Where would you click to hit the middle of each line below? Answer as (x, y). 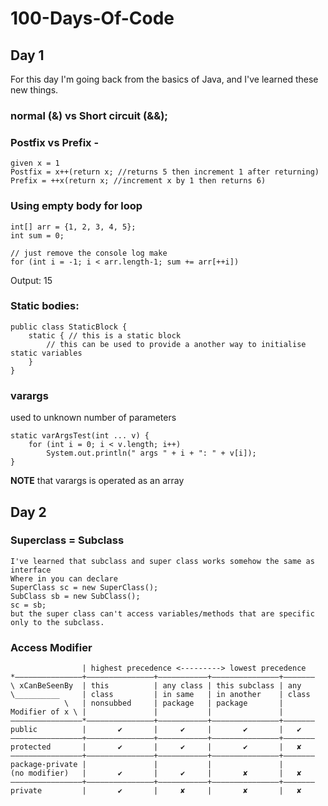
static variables (46, 353)
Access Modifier (51, 647)
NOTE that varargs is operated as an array (97, 481)
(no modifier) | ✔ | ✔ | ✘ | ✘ (156, 773)
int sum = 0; (37, 235)
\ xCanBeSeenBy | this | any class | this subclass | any (156, 686)
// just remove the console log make (89, 253)
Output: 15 (31, 280)
